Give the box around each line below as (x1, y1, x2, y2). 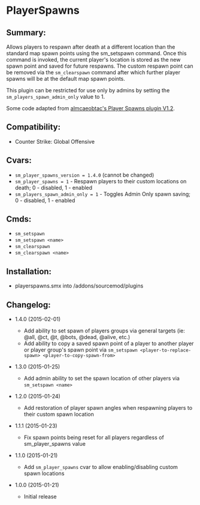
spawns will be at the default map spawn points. (6, 75, 126, 82)
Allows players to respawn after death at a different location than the (6, 43, 175, 50)
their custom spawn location (23, 411, 94, 418)
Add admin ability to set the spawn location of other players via (23, 375, 180, 382)
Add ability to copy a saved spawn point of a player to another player (23, 340, 194, 347)
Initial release (23, 493, 57, 500)
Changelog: (6, 300, 51, 310)
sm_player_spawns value (23, 440, 86, 447)
